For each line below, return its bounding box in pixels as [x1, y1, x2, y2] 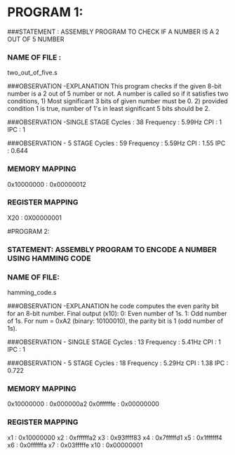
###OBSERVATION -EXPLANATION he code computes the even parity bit [7, 302, 219, 310]
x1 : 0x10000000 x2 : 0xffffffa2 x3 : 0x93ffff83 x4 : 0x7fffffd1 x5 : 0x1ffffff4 [7, 433, 222, 442]
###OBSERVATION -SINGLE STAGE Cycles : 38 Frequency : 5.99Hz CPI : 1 [7, 118, 222, 126]
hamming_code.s [7, 289, 57, 297]
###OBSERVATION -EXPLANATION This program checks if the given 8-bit [7, 82, 222, 91]
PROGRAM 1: [7, 4, 83, 20]
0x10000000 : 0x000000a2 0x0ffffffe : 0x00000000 [7, 400, 160, 408]
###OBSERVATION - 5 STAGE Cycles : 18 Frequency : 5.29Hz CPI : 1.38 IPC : [7, 359, 229, 367]
